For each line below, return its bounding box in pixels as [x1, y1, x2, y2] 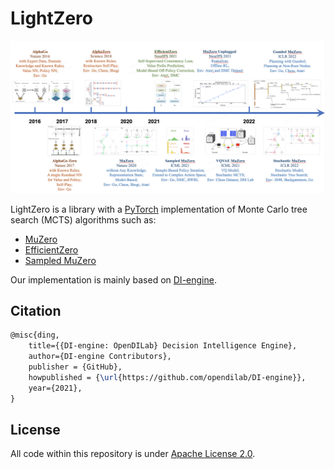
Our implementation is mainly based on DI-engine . [10, 273, 217, 286]
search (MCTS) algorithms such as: [10, 213, 157, 226]
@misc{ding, [10, 330, 60, 341]
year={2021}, [28, 383, 83, 393]
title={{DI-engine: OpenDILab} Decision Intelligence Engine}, [28, 341, 298, 351]
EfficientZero [24, 243, 79, 256]
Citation [10, 302, 62, 319]
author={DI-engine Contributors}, [28, 352, 172, 362]
